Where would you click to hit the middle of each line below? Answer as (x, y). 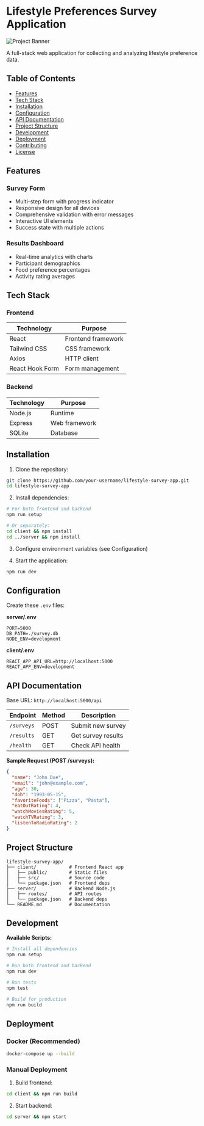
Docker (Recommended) (43, 1041)
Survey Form (26, 189)
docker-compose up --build (40, 1054)
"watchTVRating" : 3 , (38, 817)
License (25, 151)
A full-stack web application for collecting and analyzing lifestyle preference (102, 53)
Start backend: (34, 1106)
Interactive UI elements (44, 221)
